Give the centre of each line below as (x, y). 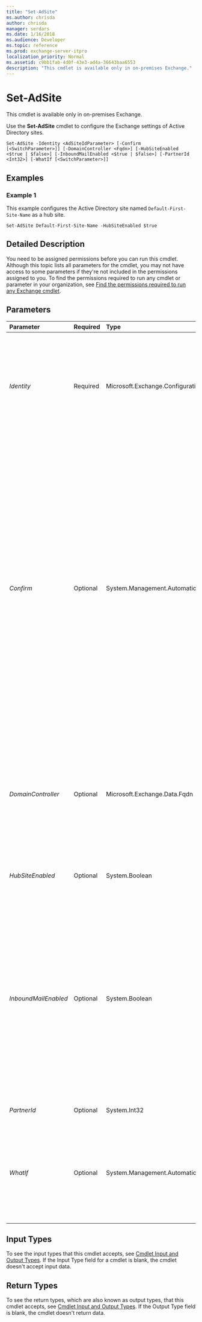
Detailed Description (46, 244)
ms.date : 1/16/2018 (31, 34)
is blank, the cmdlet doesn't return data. (56, 1313)
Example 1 (21, 195)
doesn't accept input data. (39, 1266)
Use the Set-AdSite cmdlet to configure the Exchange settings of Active (96, 126)
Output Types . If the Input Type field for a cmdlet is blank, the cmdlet (92, 1260)
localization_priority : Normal (45, 57)
